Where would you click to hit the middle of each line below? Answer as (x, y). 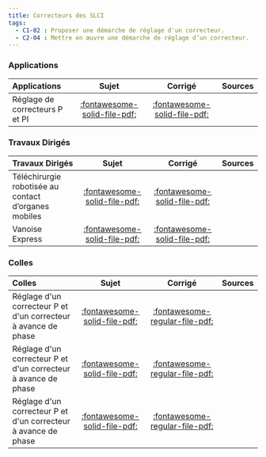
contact (27, 196)
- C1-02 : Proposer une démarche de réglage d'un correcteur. (120, 30)
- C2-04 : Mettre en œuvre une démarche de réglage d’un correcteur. (132, 38)
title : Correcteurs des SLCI (56, 15)
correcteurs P (38, 109)
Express (27, 238)
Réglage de (33, 99)
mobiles (27, 216)
